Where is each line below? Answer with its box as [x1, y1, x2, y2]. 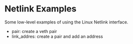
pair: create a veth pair [11, 28, 57, 34]
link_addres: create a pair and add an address [11, 33, 103, 39]
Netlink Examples [4, 3, 77, 14]
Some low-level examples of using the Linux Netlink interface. [4, 19, 129, 25]
